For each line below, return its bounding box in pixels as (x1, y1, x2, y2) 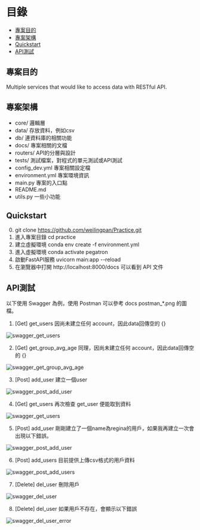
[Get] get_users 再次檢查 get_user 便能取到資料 (14, 401, 131, 408)
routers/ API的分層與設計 (14, 149, 76, 156)
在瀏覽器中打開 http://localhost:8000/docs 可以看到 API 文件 (14, 264, 164, 271)
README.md (14, 186, 47, 193)
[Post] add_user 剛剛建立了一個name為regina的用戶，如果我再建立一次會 (14, 425, 195, 432)
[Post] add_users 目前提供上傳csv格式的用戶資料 (14, 456, 136, 464)
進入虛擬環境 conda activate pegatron (14, 249, 109, 256)
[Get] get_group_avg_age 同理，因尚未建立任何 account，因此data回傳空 (14, 344, 195, 352)
